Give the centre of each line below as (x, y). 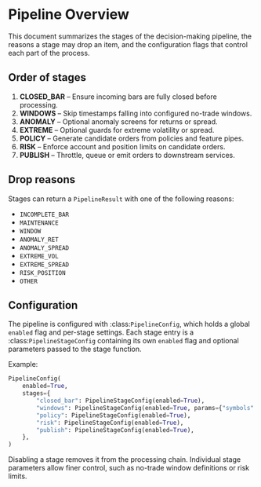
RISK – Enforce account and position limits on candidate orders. (122, 146)
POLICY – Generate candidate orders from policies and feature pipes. (132, 138)
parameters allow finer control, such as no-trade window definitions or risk (129, 468)
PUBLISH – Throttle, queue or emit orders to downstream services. (127, 155)
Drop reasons (42, 179)
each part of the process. (49, 53)
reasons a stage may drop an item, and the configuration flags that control (128, 44)
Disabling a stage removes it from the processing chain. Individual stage (125, 460)
